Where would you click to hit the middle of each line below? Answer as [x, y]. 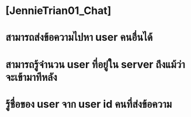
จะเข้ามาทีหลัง [31, 77]
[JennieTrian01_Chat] [58, 11]
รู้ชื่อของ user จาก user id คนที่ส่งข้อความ [89, 104]
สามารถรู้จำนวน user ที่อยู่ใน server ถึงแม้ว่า [95, 64]
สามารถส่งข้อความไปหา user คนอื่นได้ [79, 38]
